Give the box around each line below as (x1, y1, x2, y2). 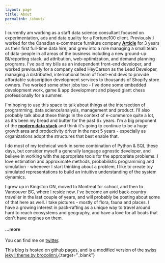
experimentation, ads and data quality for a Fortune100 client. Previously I (5, 35, 154, 41)
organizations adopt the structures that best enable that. (5, 133, 119, 139)
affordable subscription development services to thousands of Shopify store (5, 77, 160, 83)
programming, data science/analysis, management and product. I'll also (5, 107, 150, 113)
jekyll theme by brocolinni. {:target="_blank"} (5, 252, 95, 258)
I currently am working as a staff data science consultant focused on (5, 30, 144, 36)
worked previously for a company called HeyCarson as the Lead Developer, (5, 66, 158, 72)
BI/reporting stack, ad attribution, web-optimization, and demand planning (5, 56, 155, 62)
